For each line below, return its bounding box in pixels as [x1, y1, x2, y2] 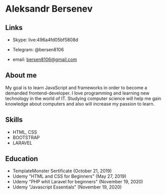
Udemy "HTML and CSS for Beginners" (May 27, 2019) [12, 173, 127, 179]
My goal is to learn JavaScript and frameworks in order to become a [5, 84, 148, 90]
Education [5, 154, 38, 163]
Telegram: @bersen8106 [12, 47, 64, 52]
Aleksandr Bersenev [5, 3, 93, 15]
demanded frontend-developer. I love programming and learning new [5, 90, 150, 96]
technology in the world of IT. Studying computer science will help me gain [5, 95, 161, 102]
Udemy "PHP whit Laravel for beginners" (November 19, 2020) [12, 179, 143, 185]
